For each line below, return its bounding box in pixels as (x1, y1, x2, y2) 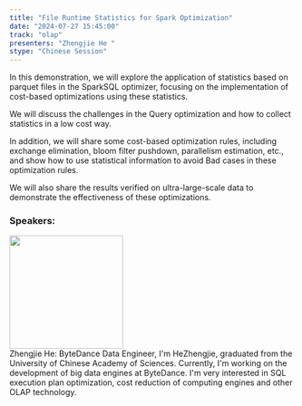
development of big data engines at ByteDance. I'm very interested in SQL (9, 368, 287, 379)
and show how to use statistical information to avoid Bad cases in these (9, 155, 277, 166)
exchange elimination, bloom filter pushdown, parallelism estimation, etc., (9, 146, 284, 157)
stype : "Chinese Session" (9, 47, 107, 56)
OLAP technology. (9, 387, 77, 398)
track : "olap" (9, 30, 63, 39)
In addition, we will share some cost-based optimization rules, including (9, 136, 278, 147)
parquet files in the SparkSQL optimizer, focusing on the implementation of (9, 82, 288, 92)
